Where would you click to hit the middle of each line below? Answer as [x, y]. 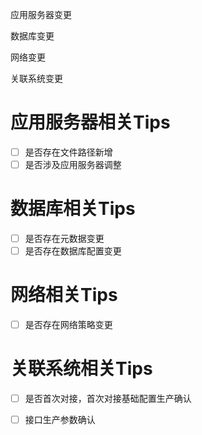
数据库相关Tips [73, 209]
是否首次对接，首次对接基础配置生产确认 [108, 399]
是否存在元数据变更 [64, 238]
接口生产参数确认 [60, 420]
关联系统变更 [36, 78]
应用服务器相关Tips [90, 122]
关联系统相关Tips [81, 369]
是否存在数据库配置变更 [73, 251]
